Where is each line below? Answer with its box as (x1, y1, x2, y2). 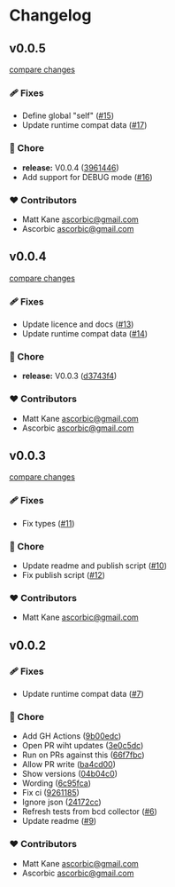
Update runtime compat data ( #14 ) (21, 329, 148, 338)
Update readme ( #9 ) (21, 816, 97, 827)
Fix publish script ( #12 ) (21, 570, 106, 580)
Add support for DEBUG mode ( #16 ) (21, 171, 153, 182)
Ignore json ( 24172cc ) (21, 796, 102, 808)
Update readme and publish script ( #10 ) (21, 560, 168, 571)
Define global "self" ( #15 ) (21, 110, 115, 121)
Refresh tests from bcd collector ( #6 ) (21, 806, 157, 817)
